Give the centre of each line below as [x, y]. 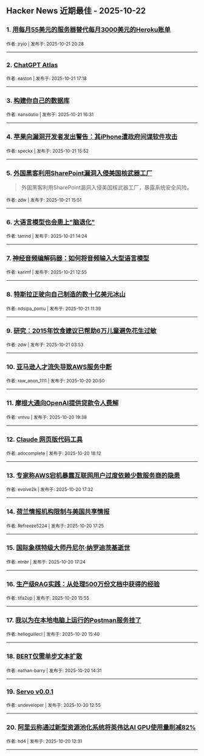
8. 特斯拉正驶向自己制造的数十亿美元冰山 [66, 295]
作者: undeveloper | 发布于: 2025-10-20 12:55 [54, 706]
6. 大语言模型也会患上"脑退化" [51, 222]
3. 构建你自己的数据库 [38, 100]
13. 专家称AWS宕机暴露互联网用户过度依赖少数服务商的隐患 [93, 475]
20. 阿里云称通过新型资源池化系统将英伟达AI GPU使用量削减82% [101, 727]
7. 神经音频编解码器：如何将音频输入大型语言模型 [78, 258]
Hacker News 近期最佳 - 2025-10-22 [76, 11]
